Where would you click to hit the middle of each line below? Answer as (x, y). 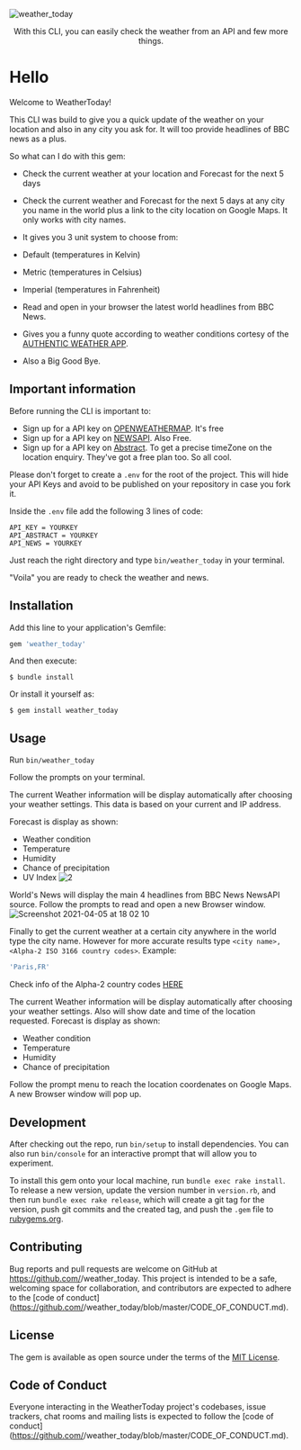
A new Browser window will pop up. (75, 1094)
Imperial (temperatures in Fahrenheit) (91, 289)
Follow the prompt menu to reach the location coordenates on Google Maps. (150, 1085)
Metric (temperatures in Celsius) (82, 272)
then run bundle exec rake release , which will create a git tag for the (137, 1199)
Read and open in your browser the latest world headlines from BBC (148, 307)
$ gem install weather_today (64, 711)
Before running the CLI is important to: (80, 410)
